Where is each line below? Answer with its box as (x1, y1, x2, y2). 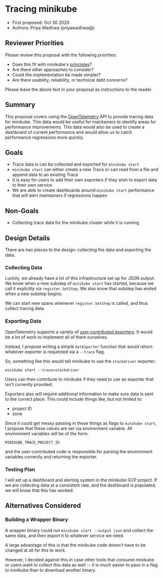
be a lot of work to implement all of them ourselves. (5, 334, 109, 340)
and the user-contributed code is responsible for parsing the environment (5, 449, 153, 454)
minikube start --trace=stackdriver (5, 367, 79, 372)
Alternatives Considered (5, 502, 81, 510)
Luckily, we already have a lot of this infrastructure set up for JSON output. (5, 275, 155, 281)
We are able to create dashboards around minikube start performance (12, 187, 155, 193)
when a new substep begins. (5, 291, 63, 297)
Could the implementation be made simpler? (12, 72, 101, 78)
